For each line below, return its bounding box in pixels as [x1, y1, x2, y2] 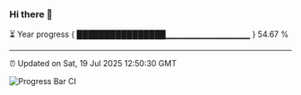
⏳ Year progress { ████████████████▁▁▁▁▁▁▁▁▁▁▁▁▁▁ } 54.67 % [9, 29, 289, 39]
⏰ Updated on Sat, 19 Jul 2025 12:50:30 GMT [9, 58, 177, 69]
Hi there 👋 [9, 8, 54, 21]
